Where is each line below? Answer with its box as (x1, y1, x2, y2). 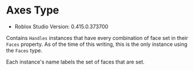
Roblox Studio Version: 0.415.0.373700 (14, 23, 109, 30)
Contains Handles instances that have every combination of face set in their (6, 34, 188, 41)
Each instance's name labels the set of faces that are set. (6, 58, 145, 65)
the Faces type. (6, 46, 43, 54)
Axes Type (6, 4, 59, 17)
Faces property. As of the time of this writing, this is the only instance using (6, 41, 188, 48)
